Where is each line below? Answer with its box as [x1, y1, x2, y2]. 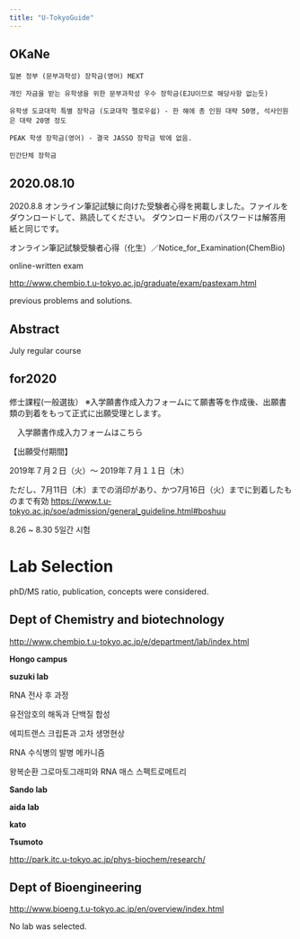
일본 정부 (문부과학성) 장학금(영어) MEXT [9, 72, 145, 81]
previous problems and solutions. [9, 295, 133, 306]
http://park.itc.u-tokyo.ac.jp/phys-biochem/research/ [9, 853, 206, 864]
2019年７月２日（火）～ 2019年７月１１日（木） [9, 465, 190, 475]
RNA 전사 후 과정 [9, 690, 69, 700]
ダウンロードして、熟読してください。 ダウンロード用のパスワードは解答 [9, 212, 278, 223]
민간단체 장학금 [9, 151, 57, 160]
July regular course [9, 346, 82, 357]
